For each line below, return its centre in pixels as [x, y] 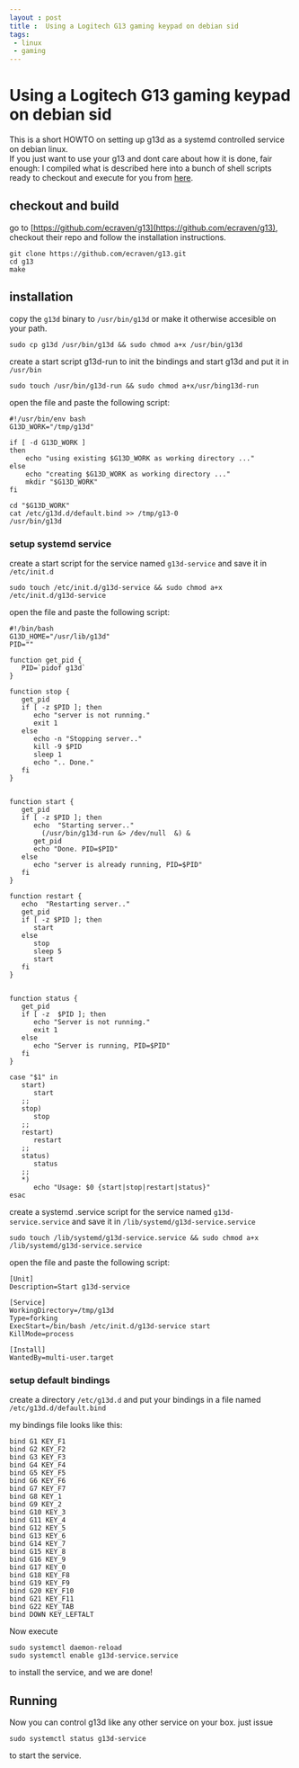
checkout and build [64, 206]
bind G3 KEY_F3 [38, 1458]
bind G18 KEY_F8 [40, 1576]
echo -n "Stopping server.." [88, 738]
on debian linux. [39, 149]
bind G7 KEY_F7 [38, 1489]
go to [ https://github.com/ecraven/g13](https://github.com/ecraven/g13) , [144, 228]
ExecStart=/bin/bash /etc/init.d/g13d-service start [110, 1326]
